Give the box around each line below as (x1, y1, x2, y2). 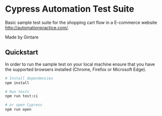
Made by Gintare (5, 34, 39, 40)
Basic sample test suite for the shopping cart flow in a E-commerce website (5, 19, 158, 25)
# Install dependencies (5, 76, 54, 81)
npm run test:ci (5, 94, 38, 98)
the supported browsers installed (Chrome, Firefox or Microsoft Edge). (5, 66, 146, 72)
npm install (5, 80, 29, 85)
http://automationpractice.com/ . (5, 24, 69, 30)
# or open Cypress (5, 102, 42, 108)
